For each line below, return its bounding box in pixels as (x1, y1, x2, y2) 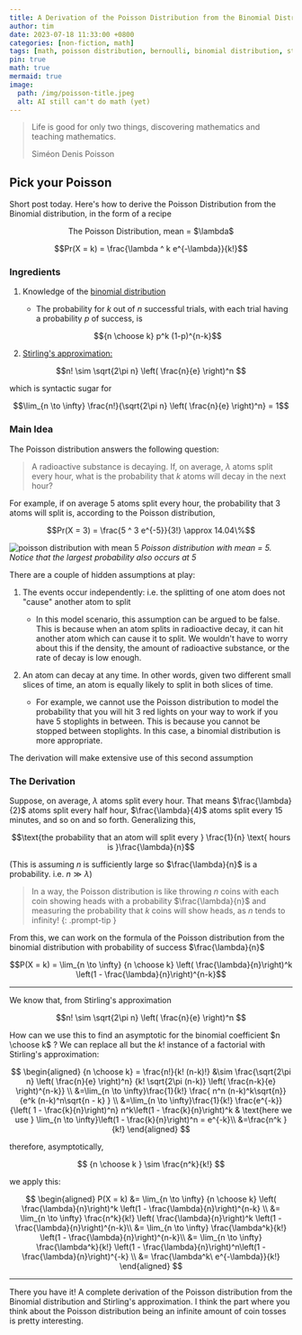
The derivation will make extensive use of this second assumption (9, 752, 253, 763)
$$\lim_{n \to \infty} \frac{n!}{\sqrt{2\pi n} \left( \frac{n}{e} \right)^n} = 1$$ (13, 400, 289, 411)
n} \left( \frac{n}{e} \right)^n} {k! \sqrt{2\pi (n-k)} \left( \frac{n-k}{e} (25, 1076, 277, 1087)
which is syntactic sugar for (9, 383, 112, 394)
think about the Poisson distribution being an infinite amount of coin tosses (9, 1306, 287, 1317)
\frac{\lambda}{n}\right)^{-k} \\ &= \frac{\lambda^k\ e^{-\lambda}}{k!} (22, 1251, 280, 1262)
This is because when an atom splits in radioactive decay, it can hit (35, 623, 284, 634)
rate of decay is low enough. (35, 652, 142, 663)
